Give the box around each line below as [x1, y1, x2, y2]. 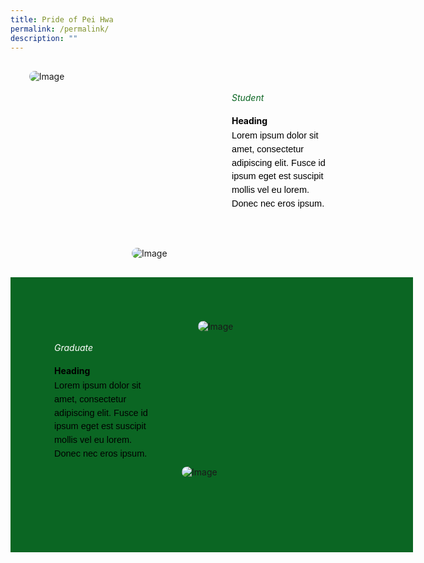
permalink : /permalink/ [10, 24, 110, 34]
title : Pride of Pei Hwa [10, 14, 114, 25]
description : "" [10, 33, 78, 43]
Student [231, 92, 265, 104]
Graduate [54, 342, 94, 354]
